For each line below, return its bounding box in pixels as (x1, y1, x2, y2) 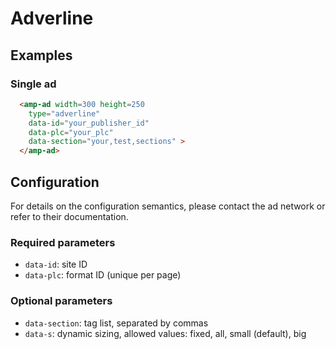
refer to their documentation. (10, 210, 129, 222)
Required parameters (10, 235, 116, 249)
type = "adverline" (28, 108, 101, 119)
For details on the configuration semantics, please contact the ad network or (10, 200, 326, 212)
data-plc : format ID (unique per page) (24, 269, 182, 281)
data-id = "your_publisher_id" (28, 118, 150, 128)
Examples (10, 47, 73, 64)
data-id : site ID (24, 258, 88, 271)
